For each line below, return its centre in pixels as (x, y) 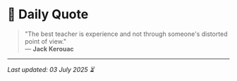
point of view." (45, 41)
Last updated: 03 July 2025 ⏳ (51, 69)
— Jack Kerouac (49, 49)
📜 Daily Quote (48, 14)
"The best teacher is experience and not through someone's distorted (126, 34)
